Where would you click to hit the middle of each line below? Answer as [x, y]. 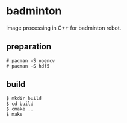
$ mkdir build [24, 98]
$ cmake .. [20, 109]
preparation [29, 47]
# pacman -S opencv [31, 61]
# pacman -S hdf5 [28, 66]
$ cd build [20, 104]
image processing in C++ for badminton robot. [64, 28]
